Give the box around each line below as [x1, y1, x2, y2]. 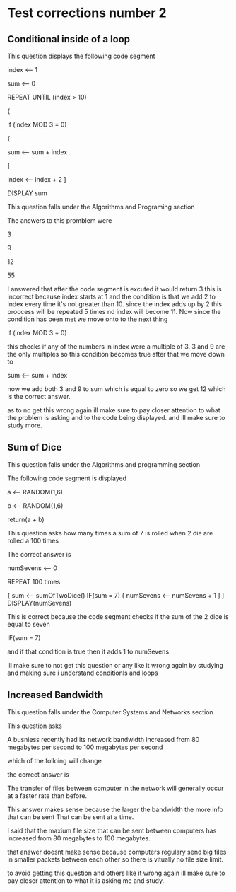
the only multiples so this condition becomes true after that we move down [7, 350, 225, 358]
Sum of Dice [7, 441, 62, 453]
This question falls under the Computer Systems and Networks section [7, 707, 213, 716]
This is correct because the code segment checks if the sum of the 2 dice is [7, 612, 229, 620]
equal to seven [7, 620, 51, 628]
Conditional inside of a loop [7, 33, 131, 45]
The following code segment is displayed [7, 474, 127, 482]
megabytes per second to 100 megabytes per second [7, 743, 163, 751]
